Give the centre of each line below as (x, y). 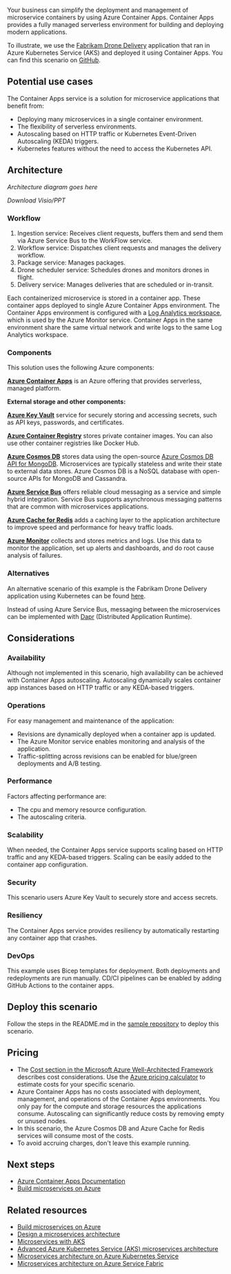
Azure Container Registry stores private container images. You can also (110, 436)
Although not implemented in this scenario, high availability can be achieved (115, 673)
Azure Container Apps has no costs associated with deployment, (109, 1092)
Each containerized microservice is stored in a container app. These (104, 298)
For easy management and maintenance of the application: (91, 721)
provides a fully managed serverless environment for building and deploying (115, 25)
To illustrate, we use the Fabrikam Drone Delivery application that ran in (109, 45)
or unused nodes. (42, 1121)
